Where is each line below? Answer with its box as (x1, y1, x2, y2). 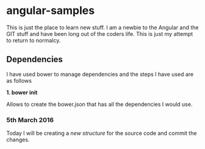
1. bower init (6, 89, 38, 96)
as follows (6, 77, 32, 84)
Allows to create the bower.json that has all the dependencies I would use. (6, 100, 193, 108)
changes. (6, 136, 30, 144)
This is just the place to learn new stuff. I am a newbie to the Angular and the (6, 24, 199, 31)
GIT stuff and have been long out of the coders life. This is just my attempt (6, 30, 193, 37)
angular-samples (6, 4, 95, 18)
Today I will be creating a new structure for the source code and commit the (6, 130, 197, 137)
